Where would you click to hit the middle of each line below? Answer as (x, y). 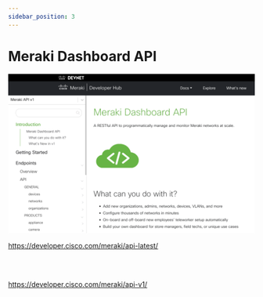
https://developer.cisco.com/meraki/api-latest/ (83, 246)
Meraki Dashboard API (83, 56)
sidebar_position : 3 (42, 16)
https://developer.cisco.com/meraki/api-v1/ (78, 284)
